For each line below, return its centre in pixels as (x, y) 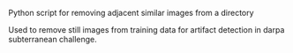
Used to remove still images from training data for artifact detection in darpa (146, 30)
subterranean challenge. (53, 39)
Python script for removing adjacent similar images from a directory (131, 13)
